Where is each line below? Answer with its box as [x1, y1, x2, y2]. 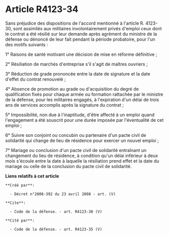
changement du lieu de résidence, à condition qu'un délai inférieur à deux [5, 152, 158, 159]
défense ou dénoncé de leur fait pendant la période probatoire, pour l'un [5, 36, 155, 42]
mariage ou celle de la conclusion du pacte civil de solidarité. [5, 163, 132, 169]
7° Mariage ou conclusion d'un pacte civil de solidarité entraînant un [5, 147, 147, 153]
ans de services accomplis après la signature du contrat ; [5, 102, 124, 108]
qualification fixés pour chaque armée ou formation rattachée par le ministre [5, 91, 163, 97]
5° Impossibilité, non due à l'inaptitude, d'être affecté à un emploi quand [5, 112, 155, 118]
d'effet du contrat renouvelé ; [5, 76, 66, 82]
